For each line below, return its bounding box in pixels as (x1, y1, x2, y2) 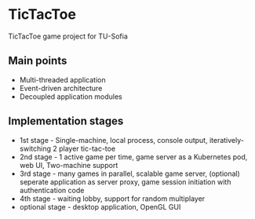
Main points (8, 54, 67, 68)
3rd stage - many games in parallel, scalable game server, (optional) (19, 169, 241, 178)
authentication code (19, 185, 85, 195)
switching (19, 144, 52, 153)
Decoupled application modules (19, 92, 123, 101)
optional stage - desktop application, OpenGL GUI (19, 202, 181, 211)
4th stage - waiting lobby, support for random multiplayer (19, 194, 206, 203)
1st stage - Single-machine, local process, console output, (19, 135, 208, 144)
